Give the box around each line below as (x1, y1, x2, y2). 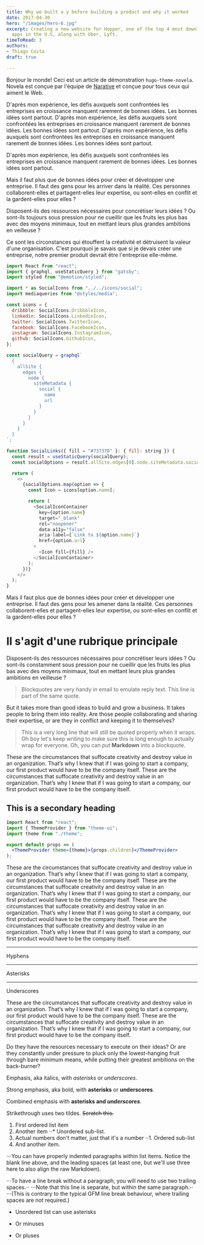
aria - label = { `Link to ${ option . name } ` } (38, 532, 140, 538)
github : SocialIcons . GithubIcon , (12, 335, 97, 342)
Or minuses (15, 1220, 44, 1227)
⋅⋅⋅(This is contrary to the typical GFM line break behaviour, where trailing (6, 1190, 189, 1198)
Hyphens (6, 952, 29, 960)
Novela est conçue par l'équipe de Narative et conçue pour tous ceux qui (6, 83, 189, 90)
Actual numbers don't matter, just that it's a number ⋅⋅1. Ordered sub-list (15, 1134, 195, 1142)
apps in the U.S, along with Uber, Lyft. (12, 32, 118, 38)
